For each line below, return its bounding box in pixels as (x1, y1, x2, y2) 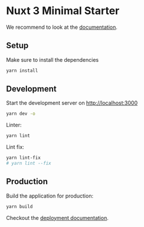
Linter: (6, 122, 22, 129)
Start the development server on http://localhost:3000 (6, 99, 138, 106)
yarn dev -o (6, 111, 35, 117)
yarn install (6, 68, 38, 74)
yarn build (6, 203, 33, 209)
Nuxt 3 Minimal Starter (6, 4, 120, 18)
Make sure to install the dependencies (6, 56, 99, 63)
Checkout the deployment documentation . (6, 214, 109, 221)
